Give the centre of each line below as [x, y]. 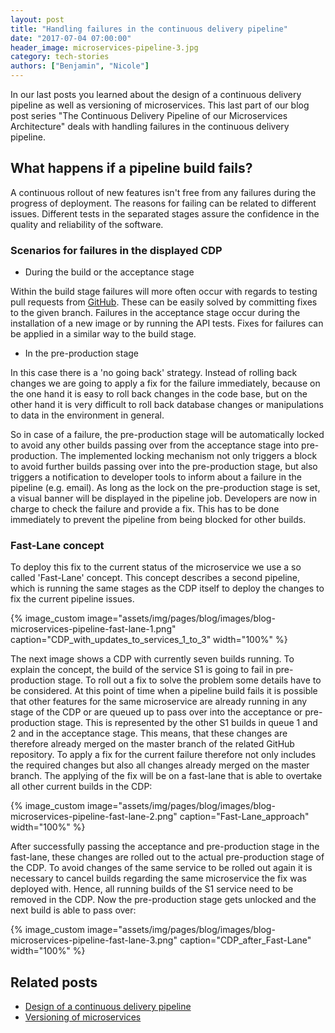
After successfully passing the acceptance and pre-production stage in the [165, 847]
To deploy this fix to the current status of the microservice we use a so [156, 567]
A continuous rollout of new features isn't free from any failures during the [163, 192]
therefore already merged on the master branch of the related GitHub [152, 744]
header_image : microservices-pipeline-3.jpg [104, 47]
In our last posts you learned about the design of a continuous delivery [156, 94]
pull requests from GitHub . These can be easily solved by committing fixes [164, 302]
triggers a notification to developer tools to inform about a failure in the [156, 477]
